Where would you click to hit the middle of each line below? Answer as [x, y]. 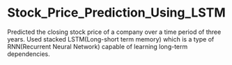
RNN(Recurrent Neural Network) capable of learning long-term [98, 46]
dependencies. [29, 54]
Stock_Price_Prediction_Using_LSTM [116, 13]
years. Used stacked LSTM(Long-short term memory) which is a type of [111, 39]
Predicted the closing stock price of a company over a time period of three [114, 32]
